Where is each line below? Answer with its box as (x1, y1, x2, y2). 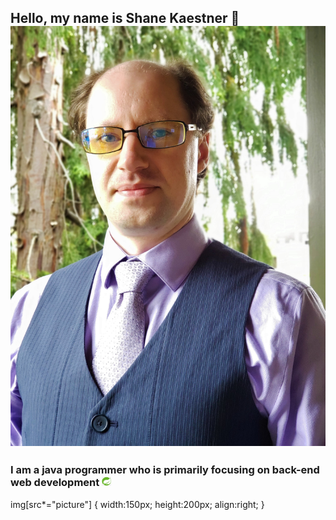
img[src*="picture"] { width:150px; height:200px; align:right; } (10, 498, 265, 510)
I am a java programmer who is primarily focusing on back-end (10, 463, 320, 477)
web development (10, 476, 100, 490)
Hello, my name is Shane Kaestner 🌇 (10, 10, 240, 27)
